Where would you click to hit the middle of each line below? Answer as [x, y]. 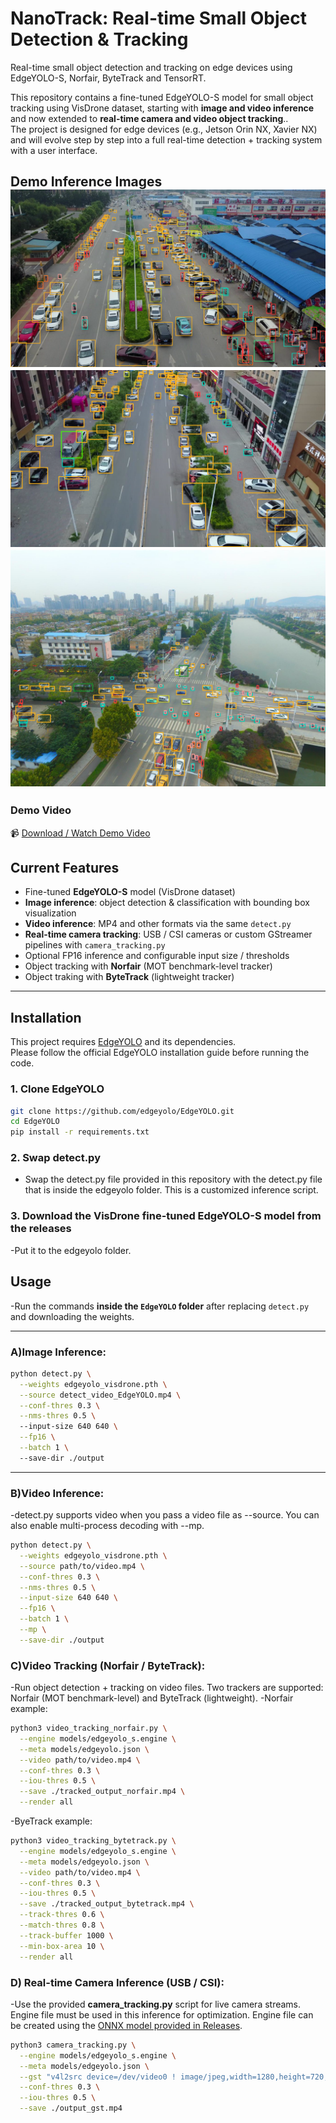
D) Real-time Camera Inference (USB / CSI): [117, 1982]
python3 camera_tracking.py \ [73, 2045]
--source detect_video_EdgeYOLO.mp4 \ [100, 1395]
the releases [41, 1229]
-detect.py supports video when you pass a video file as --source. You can [165, 1515]
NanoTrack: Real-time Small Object [158, 18]
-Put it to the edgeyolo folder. [71, 1250]
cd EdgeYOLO [35, 1122]
